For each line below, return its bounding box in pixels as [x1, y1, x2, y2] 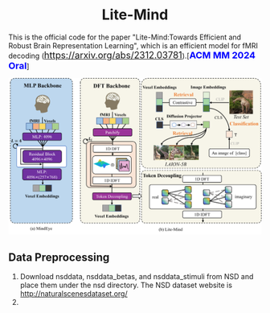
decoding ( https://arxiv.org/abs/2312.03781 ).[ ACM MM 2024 [8, 49, 256, 61]
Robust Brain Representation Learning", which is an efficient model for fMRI [8, 40, 259, 50]
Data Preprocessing [8, 250, 110, 264]
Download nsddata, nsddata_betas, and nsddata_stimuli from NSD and [19, 272, 254, 282]
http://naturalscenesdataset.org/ [19, 289, 128, 299]
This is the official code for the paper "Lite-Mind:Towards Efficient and [8, 32, 242, 42]
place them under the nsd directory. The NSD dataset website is [19, 280, 233, 290]
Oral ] [8, 60, 30, 72]
